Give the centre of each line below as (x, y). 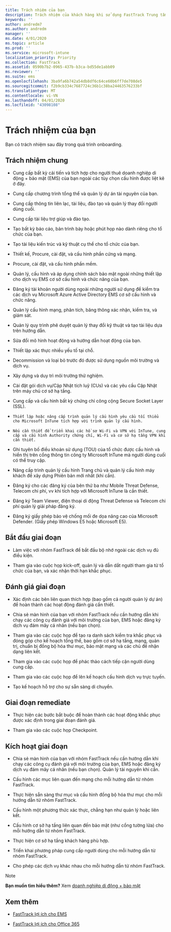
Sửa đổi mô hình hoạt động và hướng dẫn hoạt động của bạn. (77, 340)
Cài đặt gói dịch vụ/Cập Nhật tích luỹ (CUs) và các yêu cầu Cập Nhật (85, 385)
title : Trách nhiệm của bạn (35, 10)
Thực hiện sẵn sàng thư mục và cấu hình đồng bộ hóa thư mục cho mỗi (88, 795)
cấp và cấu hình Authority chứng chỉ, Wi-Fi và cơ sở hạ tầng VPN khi (89, 435)
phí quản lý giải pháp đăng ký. (44, 506)
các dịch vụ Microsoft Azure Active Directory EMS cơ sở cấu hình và (84, 294)
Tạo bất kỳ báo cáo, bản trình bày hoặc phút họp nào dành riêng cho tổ (87, 228)
